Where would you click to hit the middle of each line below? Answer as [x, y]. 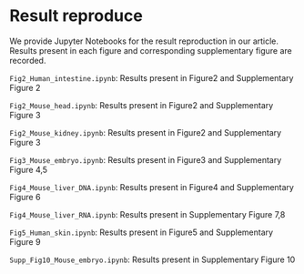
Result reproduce [76, 16]
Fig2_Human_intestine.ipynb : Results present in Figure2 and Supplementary [152, 77]
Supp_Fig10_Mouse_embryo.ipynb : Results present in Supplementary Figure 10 [152, 259]
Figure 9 [25, 241]
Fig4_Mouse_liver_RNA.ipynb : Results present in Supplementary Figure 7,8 [147, 214]
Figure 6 [25, 197]
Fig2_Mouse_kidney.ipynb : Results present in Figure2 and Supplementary [146, 132]
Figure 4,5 [29, 169]
